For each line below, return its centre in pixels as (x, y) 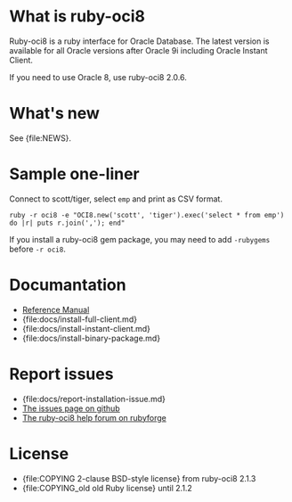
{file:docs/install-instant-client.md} (86, 328)
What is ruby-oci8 (77, 16)
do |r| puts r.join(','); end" (67, 223)
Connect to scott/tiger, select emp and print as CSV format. (116, 199)
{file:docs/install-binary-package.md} (91, 338)
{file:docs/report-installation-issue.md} (94, 399)
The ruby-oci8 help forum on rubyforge (94, 417)
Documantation (68, 285)
